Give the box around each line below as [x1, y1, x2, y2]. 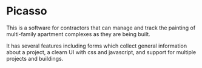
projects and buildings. [6, 55, 64, 62]
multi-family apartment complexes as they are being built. [6, 30, 150, 37]
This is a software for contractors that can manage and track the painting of [6, 24, 196, 31]
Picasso [6, 4, 47, 18]
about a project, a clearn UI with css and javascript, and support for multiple [6, 48, 197, 55]
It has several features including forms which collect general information [6, 42, 187, 49]
